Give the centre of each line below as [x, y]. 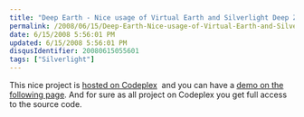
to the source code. [46, 104]
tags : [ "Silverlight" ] [52, 59]
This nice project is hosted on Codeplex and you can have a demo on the [147, 85]
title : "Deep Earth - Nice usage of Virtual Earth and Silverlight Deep [149, 18]
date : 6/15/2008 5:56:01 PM [62, 34]
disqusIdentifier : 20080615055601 [75, 51]
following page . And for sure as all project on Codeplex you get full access [148, 94]
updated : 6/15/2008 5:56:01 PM [68, 43]
